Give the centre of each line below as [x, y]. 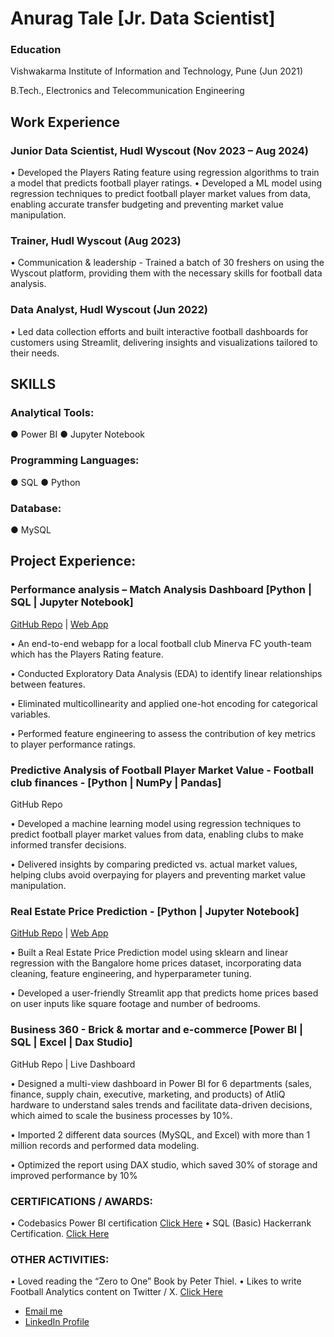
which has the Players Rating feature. [87, 654]
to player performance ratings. [73, 744]
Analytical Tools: [52, 413]
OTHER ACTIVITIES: [60, 1259]
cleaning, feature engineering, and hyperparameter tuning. [131, 974]
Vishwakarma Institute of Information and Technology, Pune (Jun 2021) [156, 71]
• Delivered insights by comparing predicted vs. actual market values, [154, 864]
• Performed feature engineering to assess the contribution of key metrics [163, 733]
